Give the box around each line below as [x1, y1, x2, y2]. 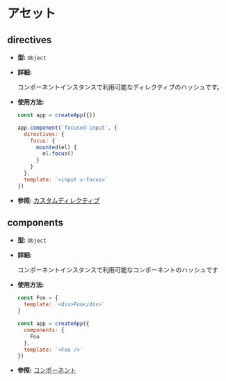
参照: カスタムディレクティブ [17, 196, 100, 204]
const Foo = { [17, 294, 58, 301]
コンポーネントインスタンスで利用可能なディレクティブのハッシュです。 [17, 83, 224, 91]
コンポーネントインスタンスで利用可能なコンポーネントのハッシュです [17, 266, 219, 274]
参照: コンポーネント [17, 366, 76, 375]
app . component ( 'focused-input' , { [17, 124, 118, 131]
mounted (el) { [35, 144, 77, 151]
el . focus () [42, 150, 74, 157]
